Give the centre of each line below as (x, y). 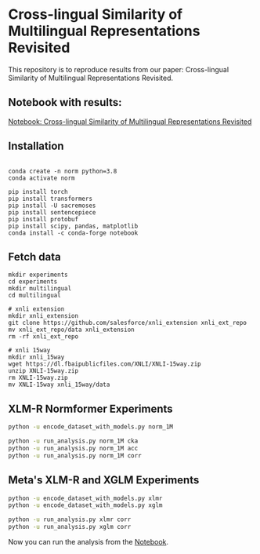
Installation (36, 146)
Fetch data (34, 257)
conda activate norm (42, 178)
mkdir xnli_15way (36, 357)
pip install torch (38, 191)
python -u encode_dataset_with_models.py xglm (85, 505)
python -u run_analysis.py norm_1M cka (73, 441)
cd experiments (33, 282)
